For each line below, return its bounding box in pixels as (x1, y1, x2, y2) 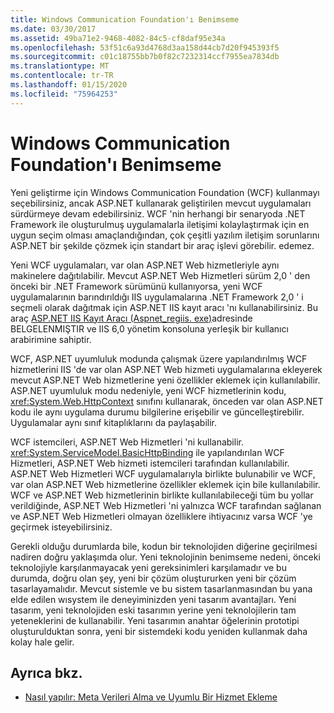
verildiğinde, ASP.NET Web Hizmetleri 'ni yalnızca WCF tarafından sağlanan (10, 499, 322, 511)
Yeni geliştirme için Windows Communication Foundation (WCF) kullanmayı (10, 186, 320, 198)
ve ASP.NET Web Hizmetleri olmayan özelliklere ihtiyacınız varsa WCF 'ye (10, 510, 313, 522)
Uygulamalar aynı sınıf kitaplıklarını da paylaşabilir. (10, 416, 218, 428)
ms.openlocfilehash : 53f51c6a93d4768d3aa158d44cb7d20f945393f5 (10, 42, 280, 53)
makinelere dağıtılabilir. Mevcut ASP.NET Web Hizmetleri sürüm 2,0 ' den (10, 269, 311, 281)
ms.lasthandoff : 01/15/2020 (10, 80, 128, 90)
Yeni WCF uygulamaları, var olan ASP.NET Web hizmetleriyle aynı (10, 259, 280, 271)
